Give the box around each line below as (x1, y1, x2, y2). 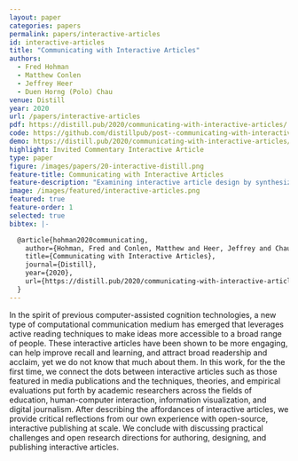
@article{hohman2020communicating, (17, 235, 149, 244)
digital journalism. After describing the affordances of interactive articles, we (9, 403, 289, 414)
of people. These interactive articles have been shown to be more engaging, (9, 338, 288, 348)
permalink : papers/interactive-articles (9, 29, 161, 38)
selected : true (9, 211, 66, 220)
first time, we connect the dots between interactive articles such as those (9, 366, 278, 377)
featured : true (9, 195, 66, 204)
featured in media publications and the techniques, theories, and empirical (9, 375, 281, 386)
